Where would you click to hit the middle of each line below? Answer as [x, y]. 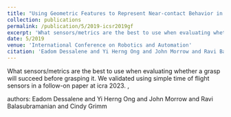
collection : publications [44, 20]
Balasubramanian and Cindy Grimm [57, 106]
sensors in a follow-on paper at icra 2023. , [68, 86]
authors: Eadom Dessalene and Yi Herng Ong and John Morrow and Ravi [110, 99]
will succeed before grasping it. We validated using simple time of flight [108, 78]
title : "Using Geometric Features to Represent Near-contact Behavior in [115, 13]
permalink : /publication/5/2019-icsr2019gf [70, 26]
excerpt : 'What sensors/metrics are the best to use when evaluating [109, 32]
